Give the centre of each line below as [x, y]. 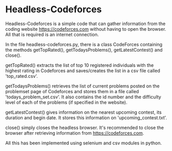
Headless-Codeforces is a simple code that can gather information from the [85, 24]
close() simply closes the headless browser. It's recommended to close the [85, 127]
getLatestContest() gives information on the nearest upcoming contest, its [83, 112]
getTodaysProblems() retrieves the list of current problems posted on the [83, 86]
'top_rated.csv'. [22, 76]
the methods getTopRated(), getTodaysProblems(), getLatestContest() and [84, 50]
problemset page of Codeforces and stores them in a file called [72, 91]
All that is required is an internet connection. [52, 34]
